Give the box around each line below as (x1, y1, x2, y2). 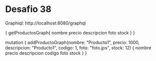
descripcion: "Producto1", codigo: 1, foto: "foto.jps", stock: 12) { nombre (5, 44, 152, 50)
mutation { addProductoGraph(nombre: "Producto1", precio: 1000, (5, 39, 140, 45)
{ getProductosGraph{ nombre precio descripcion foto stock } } (5, 29, 136, 35)
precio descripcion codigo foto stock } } (5, 50, 87, 56)
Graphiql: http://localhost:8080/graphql (5, 20, 86, 26)
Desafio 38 (5, 3, 51, 15)
